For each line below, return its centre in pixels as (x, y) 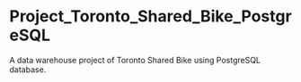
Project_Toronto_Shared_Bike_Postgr (150, 16)
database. (28, 70)
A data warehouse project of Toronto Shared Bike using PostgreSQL (135, 60)
